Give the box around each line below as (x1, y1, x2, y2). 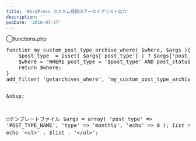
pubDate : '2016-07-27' (6, 19, 61, 25)
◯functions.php (6, 36, 47, 43)
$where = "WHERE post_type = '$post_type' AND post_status (18, 59, 191, 65)
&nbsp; (6, 93, 25, 99)
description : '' (6, 14, 45, 20)
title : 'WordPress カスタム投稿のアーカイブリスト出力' (6, 8, 129, 15)
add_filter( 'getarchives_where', (6, 76, 105, 82)
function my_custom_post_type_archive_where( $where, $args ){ (6, 47, 191, 53)
